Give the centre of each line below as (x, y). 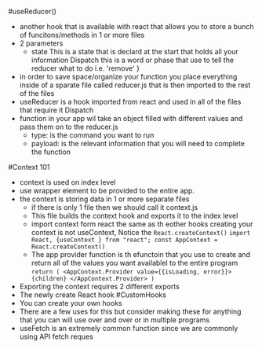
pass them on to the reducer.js (69, 127)
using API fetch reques (56, 336)
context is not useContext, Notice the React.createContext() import (141, 232)
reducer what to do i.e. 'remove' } (85, 68)
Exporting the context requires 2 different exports (100, 287)
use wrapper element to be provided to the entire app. (107, 191)
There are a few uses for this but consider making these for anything (130, 311)
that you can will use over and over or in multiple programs (115, 320)
